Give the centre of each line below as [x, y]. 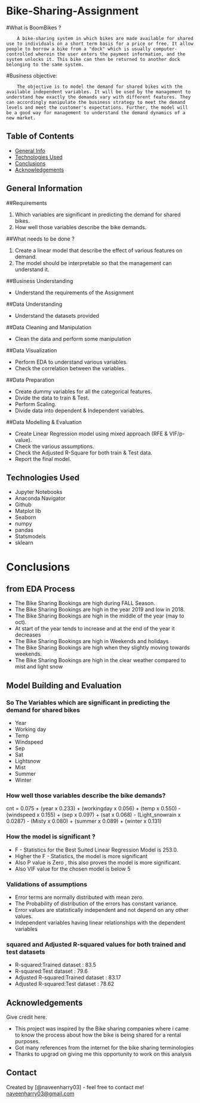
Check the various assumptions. [54, 446]
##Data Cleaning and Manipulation [49, 327]
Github [23, 505]
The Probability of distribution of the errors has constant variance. [96, 904]
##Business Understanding [40, 281]
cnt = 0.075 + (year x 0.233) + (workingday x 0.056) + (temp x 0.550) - [93, 809]
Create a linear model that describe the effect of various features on [99, 250]
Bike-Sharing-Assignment [73, 11]
